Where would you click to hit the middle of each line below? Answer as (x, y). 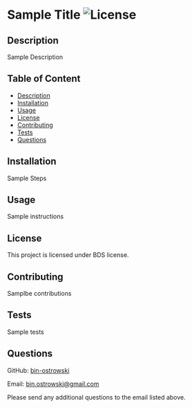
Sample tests (26, 332)
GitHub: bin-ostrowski (38, 370)
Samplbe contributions (39, 294)
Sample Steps (27, 178)
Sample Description (35, 57)
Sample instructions (36, 216)
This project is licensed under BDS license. (68, 255)
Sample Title (44, 15)
